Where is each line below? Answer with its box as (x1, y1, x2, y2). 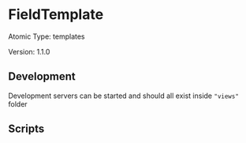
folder (8, 99, 28, 108)
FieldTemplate (8, 6, 104, 24)
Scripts (8, 122, 45, 136)
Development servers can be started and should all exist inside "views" (8, 91, 239, 100)
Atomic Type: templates (8, 32, 85, 41)
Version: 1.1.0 (8, 47, 50, 56)
